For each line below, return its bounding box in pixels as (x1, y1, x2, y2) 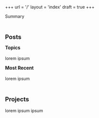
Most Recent (5, 65, 34, 71)
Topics (5, 44, 21, 51)
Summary (5, 14, 25, 19)
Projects (5, 95, 29, 103)
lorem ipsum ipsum (5, 108, 43, 113)
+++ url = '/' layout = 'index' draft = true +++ (5, 4, 95, 10)
